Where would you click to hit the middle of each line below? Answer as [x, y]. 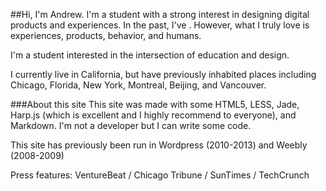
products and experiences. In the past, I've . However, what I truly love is [160, 25]
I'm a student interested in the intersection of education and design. [150, 55]
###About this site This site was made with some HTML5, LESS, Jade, [155, 104]
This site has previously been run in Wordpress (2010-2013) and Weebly [159, 145]
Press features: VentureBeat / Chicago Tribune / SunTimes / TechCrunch [160, 175]
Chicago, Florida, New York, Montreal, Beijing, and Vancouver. [138, 85]
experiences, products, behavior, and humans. [106, 35]
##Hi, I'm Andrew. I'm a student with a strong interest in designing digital [160, 14]
